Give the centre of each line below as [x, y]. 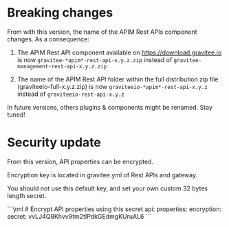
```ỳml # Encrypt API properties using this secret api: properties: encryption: [115, 209]
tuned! [16, 115]
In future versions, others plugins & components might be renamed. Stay [110, 107]
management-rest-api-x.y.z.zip [62, 66]
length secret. [27, 195]
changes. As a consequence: [48, 39]
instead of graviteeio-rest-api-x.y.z [71, 94]
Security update [54, 142]
